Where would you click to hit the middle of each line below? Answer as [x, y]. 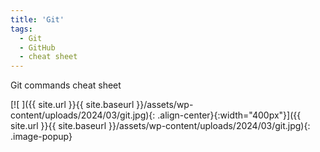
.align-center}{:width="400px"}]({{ [229, 115]
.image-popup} [41, 137]
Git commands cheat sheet [66, 85]
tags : [21, 29]
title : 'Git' [37, 19]
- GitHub [37, 47]
